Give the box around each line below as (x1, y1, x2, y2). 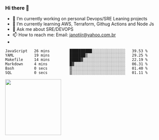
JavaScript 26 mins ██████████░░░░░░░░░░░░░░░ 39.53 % (5, 49, 148, 54)
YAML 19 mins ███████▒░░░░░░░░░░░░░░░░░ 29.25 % (5, 53, 148, 58)
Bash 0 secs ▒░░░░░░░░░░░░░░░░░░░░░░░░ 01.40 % (5, 66, 148, 71)
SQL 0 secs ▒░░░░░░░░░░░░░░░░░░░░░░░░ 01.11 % (5, 70, 148, 75)
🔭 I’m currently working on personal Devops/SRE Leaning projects (12, 16, 148, 22)
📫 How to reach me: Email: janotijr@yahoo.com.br (12, 32, 116, 38)
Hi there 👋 (5, 4, 30, 11)
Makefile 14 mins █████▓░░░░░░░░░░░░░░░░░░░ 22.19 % (5, 57, 148, 63)
